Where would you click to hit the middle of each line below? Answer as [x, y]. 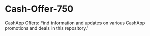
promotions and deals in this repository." [47, 28]
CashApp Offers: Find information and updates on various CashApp [75, 23]
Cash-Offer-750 [39, 9]
